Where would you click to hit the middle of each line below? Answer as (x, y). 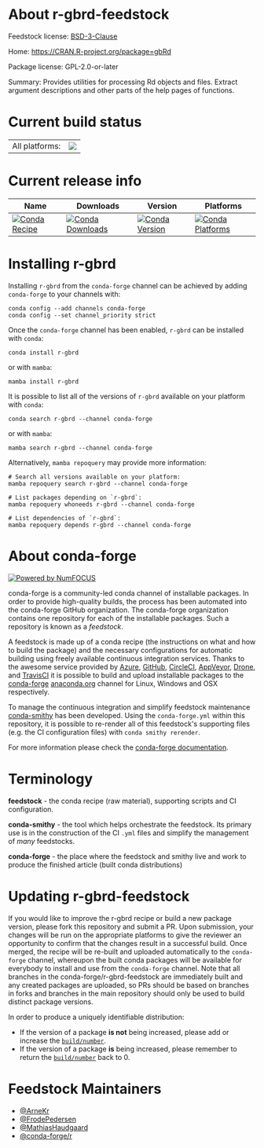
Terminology (50, 779)
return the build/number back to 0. (75, 1057)
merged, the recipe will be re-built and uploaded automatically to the (119, 952)
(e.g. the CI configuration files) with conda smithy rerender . (104, 732)
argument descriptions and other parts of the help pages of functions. (121, 90)
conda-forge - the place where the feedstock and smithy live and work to (127, 856)
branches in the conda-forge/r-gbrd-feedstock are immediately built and (126, 977)
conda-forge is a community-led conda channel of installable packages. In (128, 593)
